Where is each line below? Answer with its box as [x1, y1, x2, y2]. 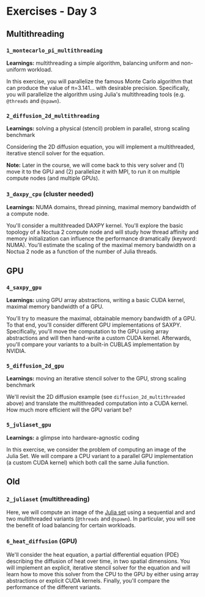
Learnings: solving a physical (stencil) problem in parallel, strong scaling [6, 125, 190, 132]
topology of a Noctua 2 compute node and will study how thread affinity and [6, 228, 199, 236]
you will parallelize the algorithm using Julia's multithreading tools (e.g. [6, 91, 185, 98]
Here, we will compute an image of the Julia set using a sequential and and [6, 509, 196, 516]
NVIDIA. [6, 347, 26, 355]
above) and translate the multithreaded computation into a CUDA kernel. [6, 399, 188, 407]
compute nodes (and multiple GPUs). [6, 174, 100, 182]
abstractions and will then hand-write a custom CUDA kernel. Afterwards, [6, 335, 192, 342]
